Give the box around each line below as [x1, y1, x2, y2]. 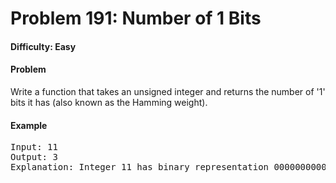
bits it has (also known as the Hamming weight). [10, 96, 208, 108]
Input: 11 [10, 142, 58, 153]
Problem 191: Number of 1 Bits [10, 7, 262, 30]
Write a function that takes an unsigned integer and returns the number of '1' [10, 85, 326, 97]
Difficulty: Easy [10, 40, 77, 52]
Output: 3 [10, 152, 58, 163]
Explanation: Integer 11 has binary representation [10, 162, 270, 173]
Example [10, 119, 48, 131]
